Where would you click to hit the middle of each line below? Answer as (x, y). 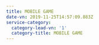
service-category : (29, 22)
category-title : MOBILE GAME (47, 33)
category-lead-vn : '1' (39, 28)
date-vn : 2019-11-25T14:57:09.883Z (50, 17)
